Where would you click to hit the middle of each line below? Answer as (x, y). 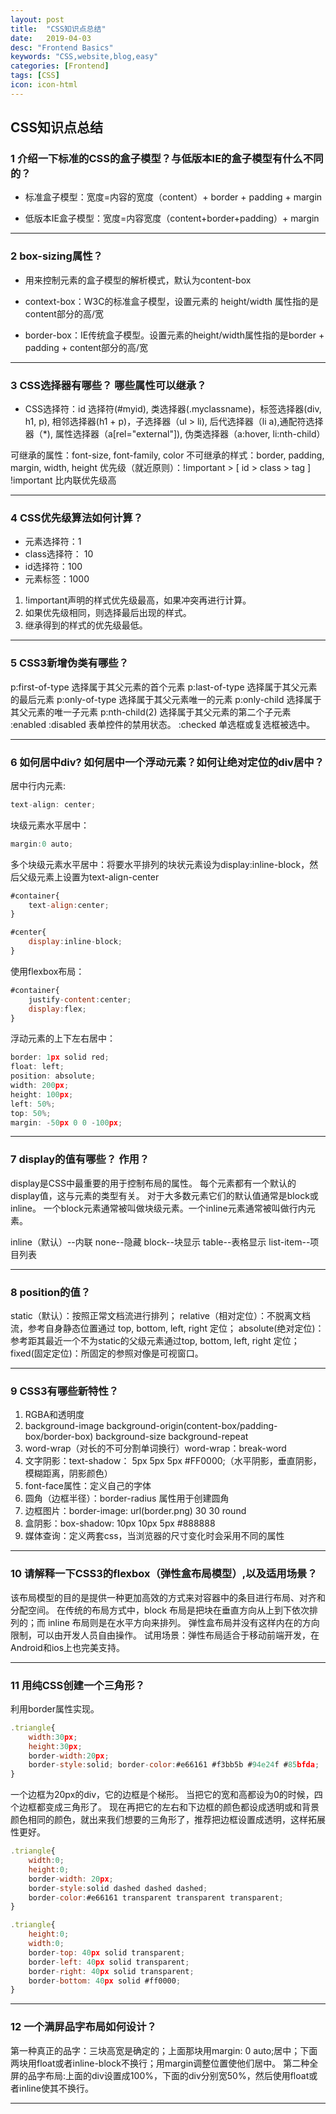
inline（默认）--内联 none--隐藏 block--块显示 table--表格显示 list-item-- (160, 1242)
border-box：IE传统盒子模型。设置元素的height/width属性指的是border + (174, 335)
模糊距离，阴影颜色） (68, 1473)
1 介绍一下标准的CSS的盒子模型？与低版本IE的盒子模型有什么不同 (167, 159)
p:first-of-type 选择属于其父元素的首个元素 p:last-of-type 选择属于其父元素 (164, 687)
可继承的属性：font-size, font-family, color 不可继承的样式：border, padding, (167, 455)
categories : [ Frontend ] (60, 66)
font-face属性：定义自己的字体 (88, 1486)
